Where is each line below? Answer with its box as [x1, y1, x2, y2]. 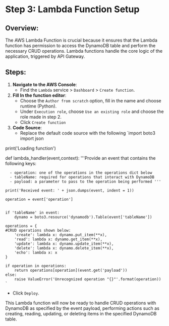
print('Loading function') [5, 145, 57, 151]
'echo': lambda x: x [14, 250, 58, 255]
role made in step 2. [20, 114, 62, 120]
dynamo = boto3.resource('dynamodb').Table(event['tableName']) [14, 214, 152, 220]
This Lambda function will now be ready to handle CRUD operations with [5, 300, 156, 306]
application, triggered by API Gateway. [5, 53, 85, 59]
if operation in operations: [5, 263, 67, 268]
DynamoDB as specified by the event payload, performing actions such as [5, 305, 160, 311]
